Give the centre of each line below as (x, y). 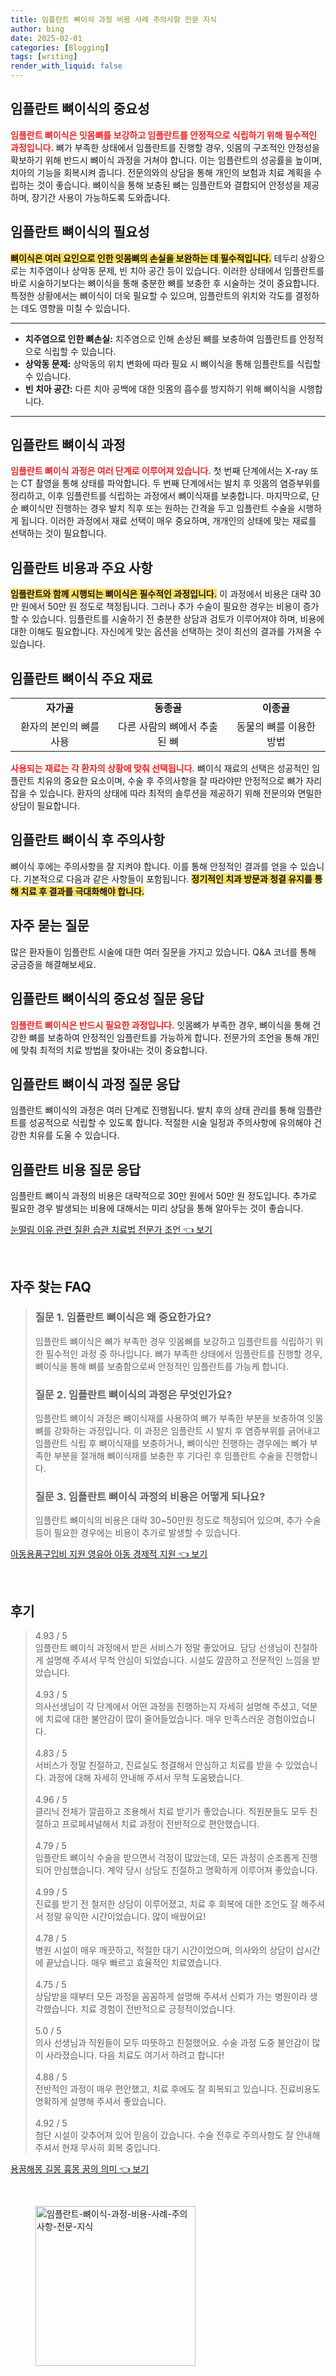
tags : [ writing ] (44, 57)
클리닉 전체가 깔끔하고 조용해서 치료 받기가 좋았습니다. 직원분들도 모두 (171, 1812)
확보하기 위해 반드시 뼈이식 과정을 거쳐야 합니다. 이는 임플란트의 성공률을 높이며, (166, 160)
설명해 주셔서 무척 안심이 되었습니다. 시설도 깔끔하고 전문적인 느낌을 (177, 1660)
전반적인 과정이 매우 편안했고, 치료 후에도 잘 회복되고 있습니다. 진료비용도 (177, 2089)
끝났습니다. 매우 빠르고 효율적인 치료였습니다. (134, 1963)
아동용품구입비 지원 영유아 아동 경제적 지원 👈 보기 (109, 1554)
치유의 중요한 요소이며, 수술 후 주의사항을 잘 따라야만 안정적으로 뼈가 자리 (179, 781)
